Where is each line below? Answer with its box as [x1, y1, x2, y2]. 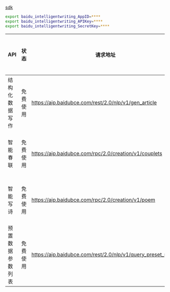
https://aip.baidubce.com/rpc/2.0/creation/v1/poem [31, 196, 155, 203]
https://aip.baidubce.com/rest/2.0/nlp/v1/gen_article [31, 99, 157, 106]
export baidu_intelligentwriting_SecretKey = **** [5, 23, 110, 28]
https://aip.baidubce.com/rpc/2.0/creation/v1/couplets [31, 150, 162, 157]
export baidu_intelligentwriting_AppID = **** [5, 14, 101, 19]
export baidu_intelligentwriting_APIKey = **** [5, 19, 103, 24]
